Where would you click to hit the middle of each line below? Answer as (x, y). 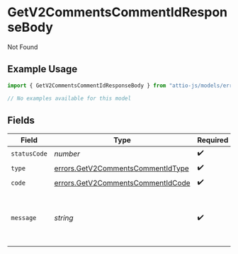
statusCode (29, 154)
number (67, 154)
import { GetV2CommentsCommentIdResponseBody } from (87, 86)
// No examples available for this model (69, 98)
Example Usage (42, 69)
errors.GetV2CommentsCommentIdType (121, 168)
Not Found (23, 47)
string (64, 218)
